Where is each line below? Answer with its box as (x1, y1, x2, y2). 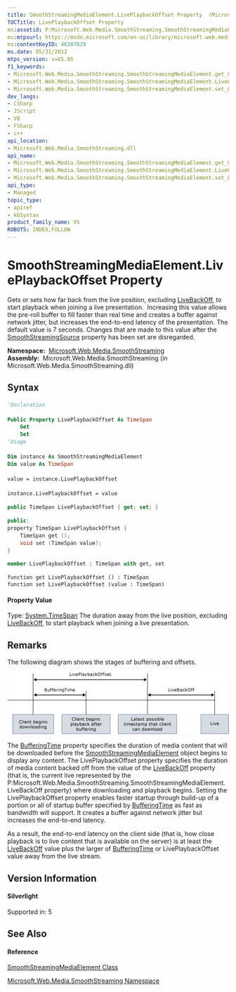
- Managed (7, 189, 37, 196)
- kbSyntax (7, 211, 39, 218)
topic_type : (7, 197, 42, 204)
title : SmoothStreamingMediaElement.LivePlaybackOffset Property (7, 11, 202, 18)
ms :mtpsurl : (7, 34, 42, 41)
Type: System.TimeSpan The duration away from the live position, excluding (7, 611, 228, 620)
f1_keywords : (7, 63, 46, 70)
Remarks (7, 639, 48, 651)
